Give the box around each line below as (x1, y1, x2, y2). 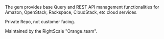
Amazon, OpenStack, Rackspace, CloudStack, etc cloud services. (5, 9, 138, 15)
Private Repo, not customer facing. (5, 19, 75, 24)
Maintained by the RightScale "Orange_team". (5, 28, 97, 34)
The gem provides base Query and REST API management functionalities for (5, 4, 160, 10)
